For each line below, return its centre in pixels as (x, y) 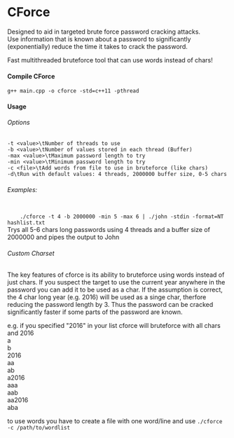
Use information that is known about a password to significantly (99, 39)
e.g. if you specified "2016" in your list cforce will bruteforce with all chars (114, 326)
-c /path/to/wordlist (39, 428)
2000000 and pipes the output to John (63, 237)
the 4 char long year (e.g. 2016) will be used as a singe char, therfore (107, 297)
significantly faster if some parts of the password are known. (95, 312)
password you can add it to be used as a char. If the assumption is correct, (115, 290)
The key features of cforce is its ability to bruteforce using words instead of (116, 275)
